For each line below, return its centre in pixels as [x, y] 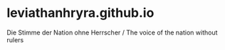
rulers [15, 39]
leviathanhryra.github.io [80, 13]
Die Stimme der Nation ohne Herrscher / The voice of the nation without [112, 32]
